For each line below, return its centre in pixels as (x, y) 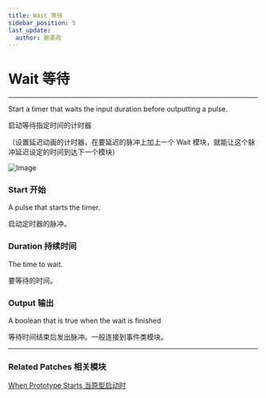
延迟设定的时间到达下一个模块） (67, 152)
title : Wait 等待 (36, 15)
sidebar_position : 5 (42, 23)
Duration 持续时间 (42, 246)
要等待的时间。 (32, 280)
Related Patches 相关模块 (57, 367)
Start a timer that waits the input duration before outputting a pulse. (118, 109)
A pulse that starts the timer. (54, 207)
